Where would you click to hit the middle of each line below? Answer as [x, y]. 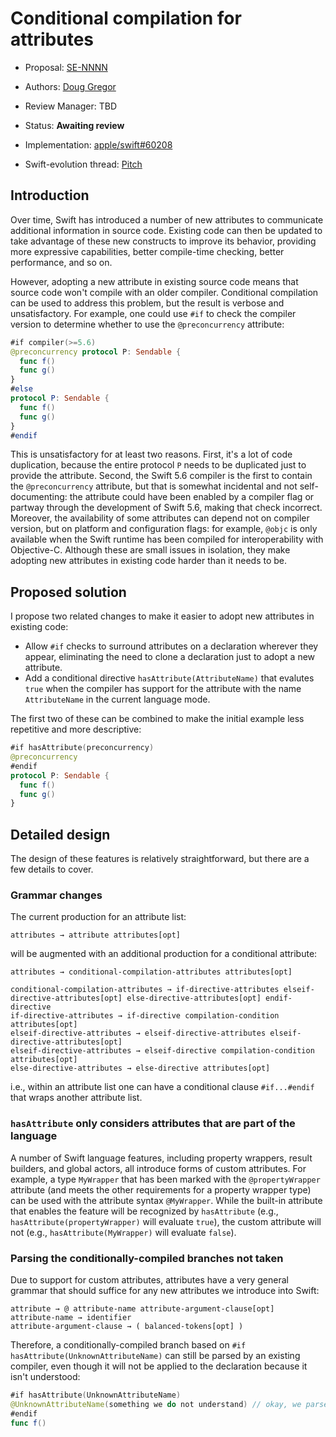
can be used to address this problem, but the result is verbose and [147, 303]
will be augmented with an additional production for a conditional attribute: [164, 954]
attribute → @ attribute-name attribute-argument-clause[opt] [142, 1309]
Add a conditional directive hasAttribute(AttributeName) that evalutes [169, 678]
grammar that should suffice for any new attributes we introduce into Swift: [165, 1291]
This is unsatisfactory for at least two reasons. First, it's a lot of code [151, 454]
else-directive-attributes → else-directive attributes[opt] [140, 1068]
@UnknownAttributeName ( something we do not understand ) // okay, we [156, 1404]
